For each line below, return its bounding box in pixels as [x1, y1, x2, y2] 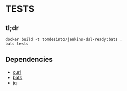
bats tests [5, 41, 29, 47]
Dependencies [5, 55, 53, 64]
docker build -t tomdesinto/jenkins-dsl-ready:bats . [5, 37, 123, 42]
